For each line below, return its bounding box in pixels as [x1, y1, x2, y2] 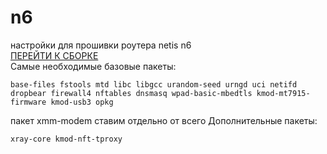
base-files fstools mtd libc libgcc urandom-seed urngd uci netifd [10, 79, 298, 90]
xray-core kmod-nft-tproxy [10, 134, 123, 144]
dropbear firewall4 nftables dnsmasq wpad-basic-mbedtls [10, 88, 253, 98]
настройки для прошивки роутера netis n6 [10, 39, 192, 51]
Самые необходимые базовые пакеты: [10, 60, 177, 72]
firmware [10, 97, 47, 107]
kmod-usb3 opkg [50, 97, 114, 107]
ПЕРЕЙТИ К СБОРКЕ [10, 49, 99, 61]
